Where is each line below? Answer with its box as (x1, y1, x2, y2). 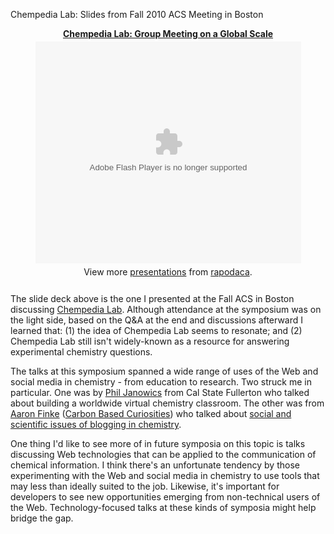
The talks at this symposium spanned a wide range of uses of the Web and (10, 365, 319, 377)
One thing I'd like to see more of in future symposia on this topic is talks (10, 438, 306, 449)
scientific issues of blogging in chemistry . (10, 419, 182, 430)
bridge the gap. (10, 512, 74, 524)
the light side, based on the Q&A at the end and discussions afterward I (10, 314, 304, 326)
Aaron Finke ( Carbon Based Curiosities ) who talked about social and (10, 408, 292, 419)
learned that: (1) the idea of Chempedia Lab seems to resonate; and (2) (10, 325, 303, 336)
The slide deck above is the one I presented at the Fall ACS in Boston (10, 293, 295, 304)
